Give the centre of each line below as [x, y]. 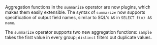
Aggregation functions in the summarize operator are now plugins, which [78, 7]
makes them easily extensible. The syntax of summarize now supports [75, 12]
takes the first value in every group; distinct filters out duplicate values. [78, 37]
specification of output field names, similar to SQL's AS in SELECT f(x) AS [78, 17]
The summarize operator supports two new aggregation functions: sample [78, 32]
